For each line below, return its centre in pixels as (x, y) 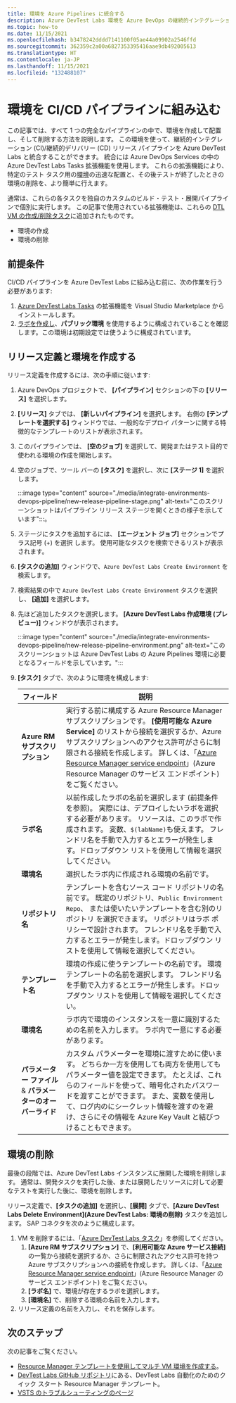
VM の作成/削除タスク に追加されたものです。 (72, 216)
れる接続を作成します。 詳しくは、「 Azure (148, 753)
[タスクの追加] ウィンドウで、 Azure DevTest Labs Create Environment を (123, 567)
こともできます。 (107, 1128)
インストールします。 (48, 315)
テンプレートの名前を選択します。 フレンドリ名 (144, 974)
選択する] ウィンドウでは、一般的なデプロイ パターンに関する (131, 422)
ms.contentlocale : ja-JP (44, 60)
